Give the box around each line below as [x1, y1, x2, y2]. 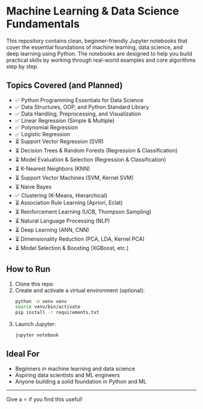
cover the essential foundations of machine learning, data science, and [6, 44, 183, 51]
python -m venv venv [14, 298, 67, 304]
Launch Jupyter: [14, 321, 56, 328]
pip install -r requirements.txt [14, 310, 100, 316]
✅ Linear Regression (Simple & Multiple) [14, 117, 115, 124]
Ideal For [6, 349, 40, 359]
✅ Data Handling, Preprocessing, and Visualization [14, 110, 141, 117]
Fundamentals [6, 17, 80, 31]
